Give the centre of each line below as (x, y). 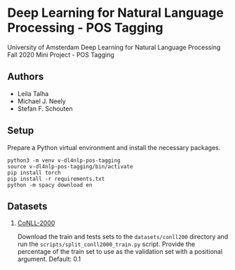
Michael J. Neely (42, 101)
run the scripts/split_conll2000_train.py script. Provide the (106, 244)
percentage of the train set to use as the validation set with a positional (120, 252)
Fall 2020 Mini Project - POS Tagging (61, 55)
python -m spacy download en (50, 185)
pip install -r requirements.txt (56, 179)
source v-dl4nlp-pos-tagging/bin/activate (70, 166)
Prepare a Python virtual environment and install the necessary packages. (114, 147)
